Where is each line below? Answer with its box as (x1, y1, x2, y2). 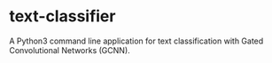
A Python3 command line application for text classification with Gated (9, 35, 264, 46)
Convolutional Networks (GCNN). (9, 44, 130, 55)
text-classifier (9, 6, 116, 27)
